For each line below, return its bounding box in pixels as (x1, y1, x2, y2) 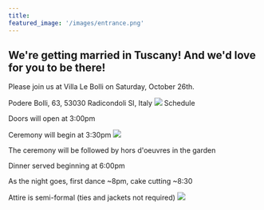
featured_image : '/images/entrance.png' (8, 19, 145, 27)
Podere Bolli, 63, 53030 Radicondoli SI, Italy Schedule (8, 99, 195, 108)
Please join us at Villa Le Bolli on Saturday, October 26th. (8, 82, 195, 91)
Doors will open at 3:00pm (8, 114, 96, 123)
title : (8, 11, 30, 20)
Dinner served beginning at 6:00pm (8, 161, 125, 171)
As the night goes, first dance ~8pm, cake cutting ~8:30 (8, 177, 193, 186)
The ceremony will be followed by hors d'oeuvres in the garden (8, 146, 216, 155)
